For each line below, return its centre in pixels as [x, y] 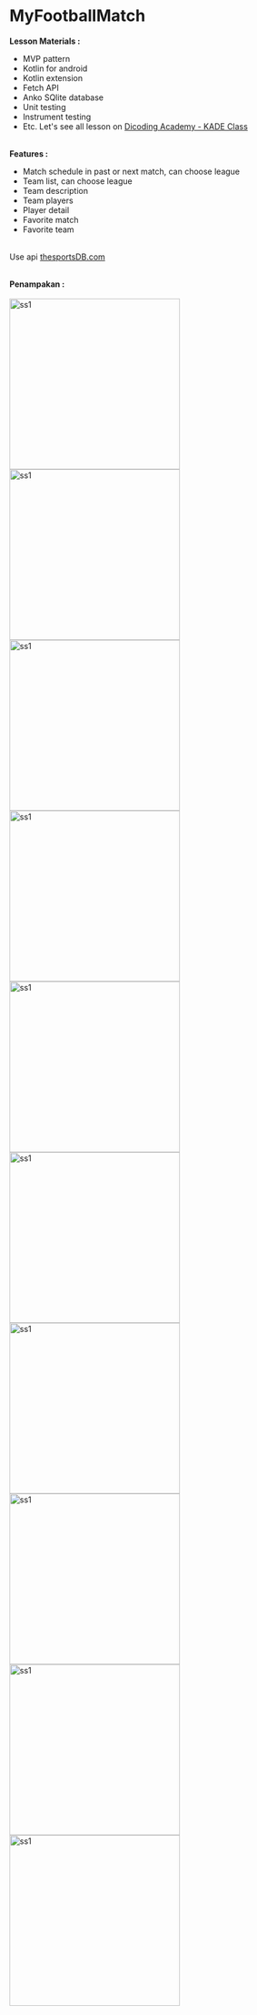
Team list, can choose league [78, 181]
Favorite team [48, 229]
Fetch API [40, 87]
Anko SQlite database [63, 97]
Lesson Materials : [45, 41]
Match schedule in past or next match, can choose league [131, 171]
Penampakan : [37, 284]
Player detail [46, 209]
